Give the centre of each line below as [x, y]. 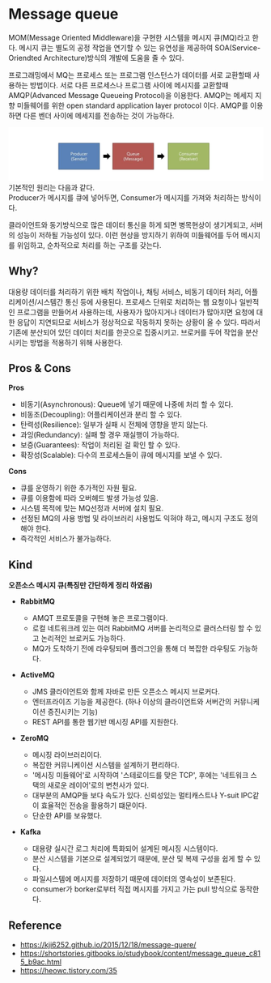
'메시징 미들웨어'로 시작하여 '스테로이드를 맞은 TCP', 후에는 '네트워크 [140, 776]
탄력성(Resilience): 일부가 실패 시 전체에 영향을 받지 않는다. [114, 425]
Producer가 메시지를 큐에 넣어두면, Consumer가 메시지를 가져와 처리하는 [124, 197]
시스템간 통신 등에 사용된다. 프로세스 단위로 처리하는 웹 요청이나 [137, 301]
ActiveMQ [37, 675]
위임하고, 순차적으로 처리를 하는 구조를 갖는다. [89, 245]
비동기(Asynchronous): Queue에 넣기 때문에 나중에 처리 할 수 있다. [127, 404]
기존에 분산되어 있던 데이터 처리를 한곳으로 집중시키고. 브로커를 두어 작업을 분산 [133, 332]
